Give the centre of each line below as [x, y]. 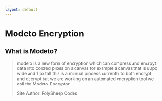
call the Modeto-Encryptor [43, 84]
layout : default [21, 9]
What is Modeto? [31, 51]
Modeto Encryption [45, 33]
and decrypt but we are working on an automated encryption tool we [85, 79]
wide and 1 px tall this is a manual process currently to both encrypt [84, 73]
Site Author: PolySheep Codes [47, 93]
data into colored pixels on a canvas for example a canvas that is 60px [87, 68]
